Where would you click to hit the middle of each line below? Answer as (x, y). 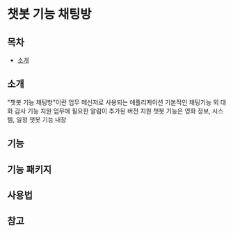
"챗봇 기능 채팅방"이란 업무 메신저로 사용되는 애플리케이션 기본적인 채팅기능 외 (113, 102)
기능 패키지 (30, 169)
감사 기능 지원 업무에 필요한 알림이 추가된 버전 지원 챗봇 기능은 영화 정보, (112, 111)
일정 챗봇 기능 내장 (41, 120)
